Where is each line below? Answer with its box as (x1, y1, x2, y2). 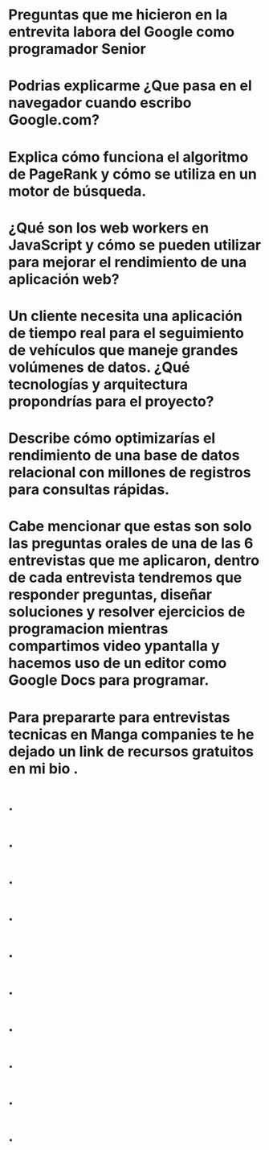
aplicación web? (8, 270, 120, 288)
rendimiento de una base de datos (8, 447, 240, 464)
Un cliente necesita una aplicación (8, 307, 243, 325)
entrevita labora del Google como (8, 23, 235, 41)
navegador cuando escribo (8, 94, 192, 112)
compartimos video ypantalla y (8, 637, 220, 655)
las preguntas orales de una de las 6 (8, 534, 254, 553)
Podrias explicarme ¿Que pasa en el (8, 76, 252, 95)
